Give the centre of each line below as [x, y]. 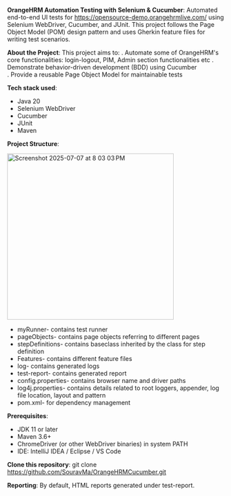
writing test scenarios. [39, 39]
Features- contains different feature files [74, 359]
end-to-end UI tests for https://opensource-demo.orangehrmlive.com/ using [115, 17]
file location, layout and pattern [61, 395]
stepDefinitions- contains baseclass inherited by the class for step [111, 344]
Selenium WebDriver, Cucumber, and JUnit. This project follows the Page [111, 24]
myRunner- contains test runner [62, 329]
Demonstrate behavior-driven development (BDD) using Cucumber [102, 67]
